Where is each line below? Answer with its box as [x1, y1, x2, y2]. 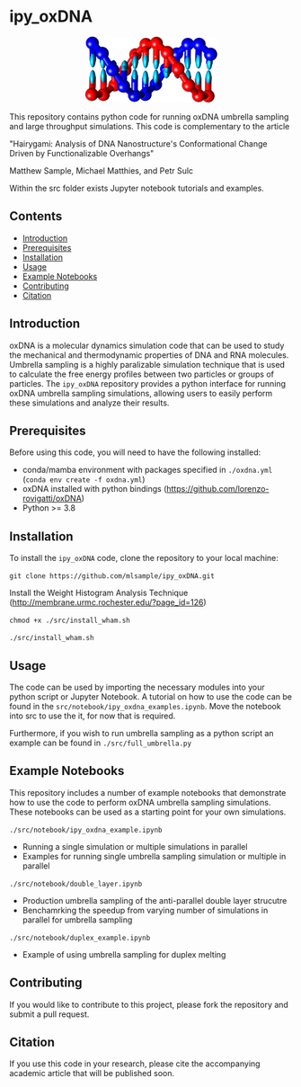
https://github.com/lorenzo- [165, 484, 270, 494]
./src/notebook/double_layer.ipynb [9, 879, 143, 888]
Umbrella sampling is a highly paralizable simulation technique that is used [9, 359, 286, 370]
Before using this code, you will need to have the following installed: [9, 447, 261, 458]
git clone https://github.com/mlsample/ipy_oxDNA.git [9, 572, 216, 581]
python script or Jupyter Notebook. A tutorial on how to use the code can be [9, 691, 292, 702]
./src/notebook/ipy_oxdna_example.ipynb [9, 825, 164, 834]
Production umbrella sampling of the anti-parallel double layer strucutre [22, 895, 288, 905]
